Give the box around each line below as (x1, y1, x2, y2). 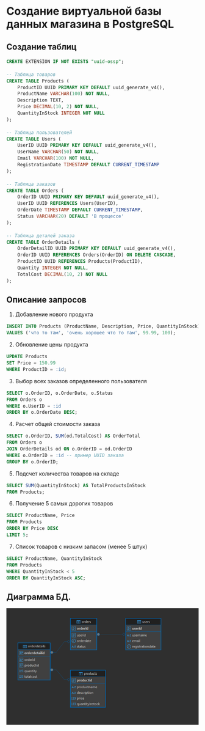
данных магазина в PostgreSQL (6, 17, 174, 31)
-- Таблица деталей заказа (6, 232, 75, 239)
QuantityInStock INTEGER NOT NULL (17, 110, 105, 116)
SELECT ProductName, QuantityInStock (6, 555, 103, 562)
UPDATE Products (6, 353, 48, 360)
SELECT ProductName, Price (6, 512, 75, 519)
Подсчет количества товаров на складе (15, 469, 120, 477)
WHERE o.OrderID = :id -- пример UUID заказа (6, 452, 124, 458)
